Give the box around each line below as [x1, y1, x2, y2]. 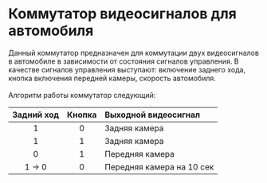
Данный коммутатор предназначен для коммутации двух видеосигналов [8, 48, 259, 57]
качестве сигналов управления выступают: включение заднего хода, [8, 64, 245, 74]
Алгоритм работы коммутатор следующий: [8, 90, 156, 99]
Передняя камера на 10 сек [104, 161, 214, 172]
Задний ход [12, 109, 60, 120]
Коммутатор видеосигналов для [8, 5, 237, 23]
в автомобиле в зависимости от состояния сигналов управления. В [8, 56, 239, 66]
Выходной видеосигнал [104, 109, 201, 120]
